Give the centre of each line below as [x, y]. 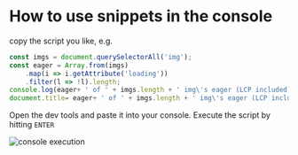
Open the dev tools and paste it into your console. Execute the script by [140, 115]
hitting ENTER [32, 125]
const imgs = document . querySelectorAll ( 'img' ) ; [101, 57]
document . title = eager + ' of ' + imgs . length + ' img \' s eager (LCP [138, 98]
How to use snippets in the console [141, 16]
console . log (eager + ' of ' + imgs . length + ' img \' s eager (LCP [130, 90]
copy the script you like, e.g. [61, 41]
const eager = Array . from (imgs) [69, 65]
